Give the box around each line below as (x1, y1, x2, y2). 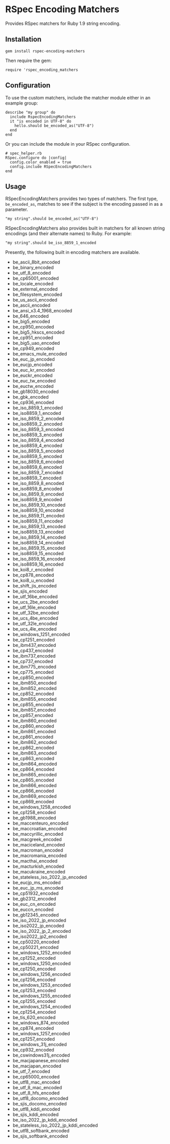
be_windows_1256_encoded (12, 971, 71, 977)
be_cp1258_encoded (12, 809, 56, 815)
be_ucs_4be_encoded (12, 615, 58, 622)
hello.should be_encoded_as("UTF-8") (14, 123, 94, 128)
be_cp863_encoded (12, 756, 54, 762)
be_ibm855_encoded (12, 696, 57, 702)
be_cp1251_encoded (12, 637, 55, 643)
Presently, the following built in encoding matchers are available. (5, 249, 141, 255)
